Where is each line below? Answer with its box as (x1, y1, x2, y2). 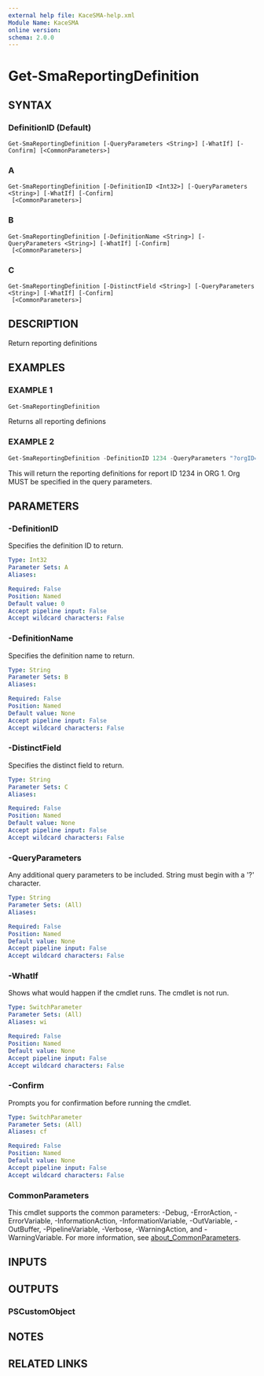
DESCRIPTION (8, 318, 79, 331)
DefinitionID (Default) (8, 122, 92, 133)
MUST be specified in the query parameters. (8, 476, 152, 486)
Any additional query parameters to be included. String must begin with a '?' (8, 870, 255, 880)
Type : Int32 (8, 556, 47, 565)
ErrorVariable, (8, 1216, 53, 1226)
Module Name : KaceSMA (8, 19, 79, 27)
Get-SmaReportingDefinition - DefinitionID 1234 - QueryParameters (8, 454, 226, 462)
